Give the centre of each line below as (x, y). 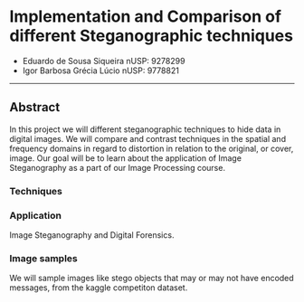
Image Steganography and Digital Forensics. (92, 235)
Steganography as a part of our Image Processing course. (118, 167)
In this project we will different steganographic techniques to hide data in (145, 129)
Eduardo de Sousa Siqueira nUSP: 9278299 (104, 61)
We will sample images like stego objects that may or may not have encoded (152, 278)
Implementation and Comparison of (146, 17)
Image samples (44, 258)
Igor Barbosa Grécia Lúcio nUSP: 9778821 (100, 71)
